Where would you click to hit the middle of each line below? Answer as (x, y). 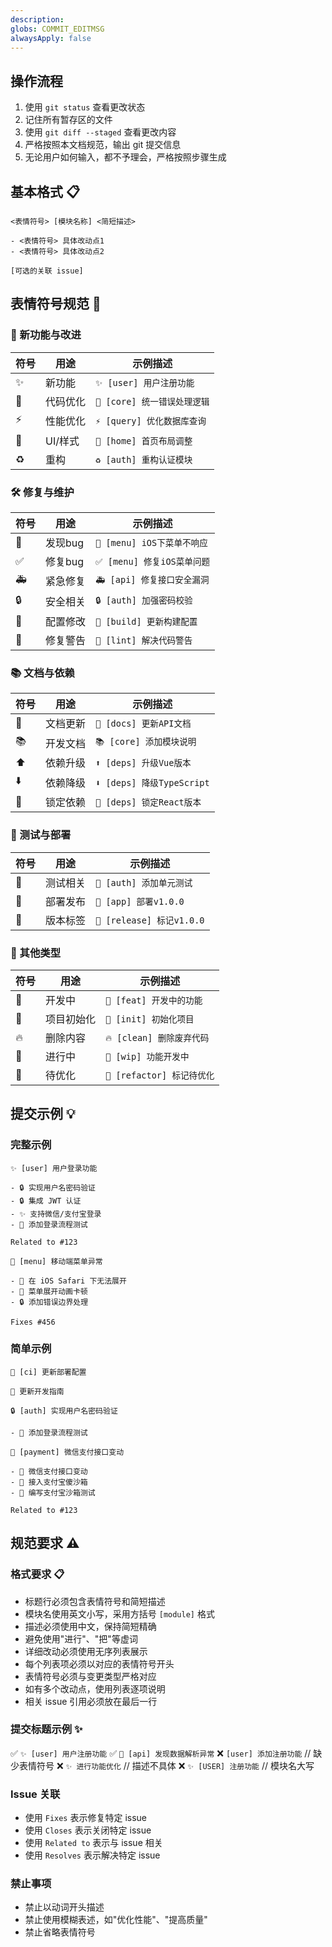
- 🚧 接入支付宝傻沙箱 (49, 1482)
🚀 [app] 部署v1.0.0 (140, 901)
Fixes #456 (33, 1322)
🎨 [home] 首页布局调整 (144, 440)
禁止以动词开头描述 (64, 1907)
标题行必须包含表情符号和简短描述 (95, 1601)
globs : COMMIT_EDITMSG (57, 29)
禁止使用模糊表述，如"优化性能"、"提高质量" (116, 1920)
